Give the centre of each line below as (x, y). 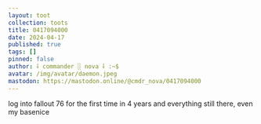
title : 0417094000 (38, 30)
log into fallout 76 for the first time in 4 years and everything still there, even (130, 104)
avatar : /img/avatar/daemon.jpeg (63, 74)
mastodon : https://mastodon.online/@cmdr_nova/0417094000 (105, 81)
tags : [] (22, 52)
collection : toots (38, 23)
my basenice (29, 111)
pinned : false (31, 60)
